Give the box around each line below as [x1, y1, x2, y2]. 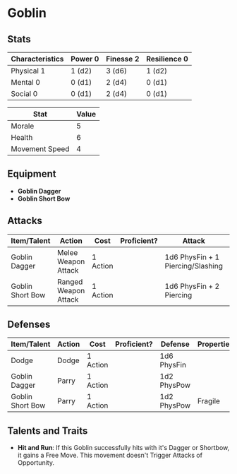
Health [11, 133, 33, 142]
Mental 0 [11, 78, 41, 87]
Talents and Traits [7, 425, 88, 437]
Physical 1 [11, 66, 46, 76]
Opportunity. [17, 458, 55, 467]
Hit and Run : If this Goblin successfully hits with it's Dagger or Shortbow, [17, 444, 230, 452]
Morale [11, 122, 35, 131]
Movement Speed [11, 144, 70, 153]
